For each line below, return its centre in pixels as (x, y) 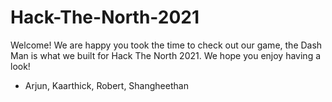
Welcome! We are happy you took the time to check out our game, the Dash (166, 45)
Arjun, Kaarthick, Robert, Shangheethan (106, 85)
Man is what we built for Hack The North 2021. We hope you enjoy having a (166, 55)
